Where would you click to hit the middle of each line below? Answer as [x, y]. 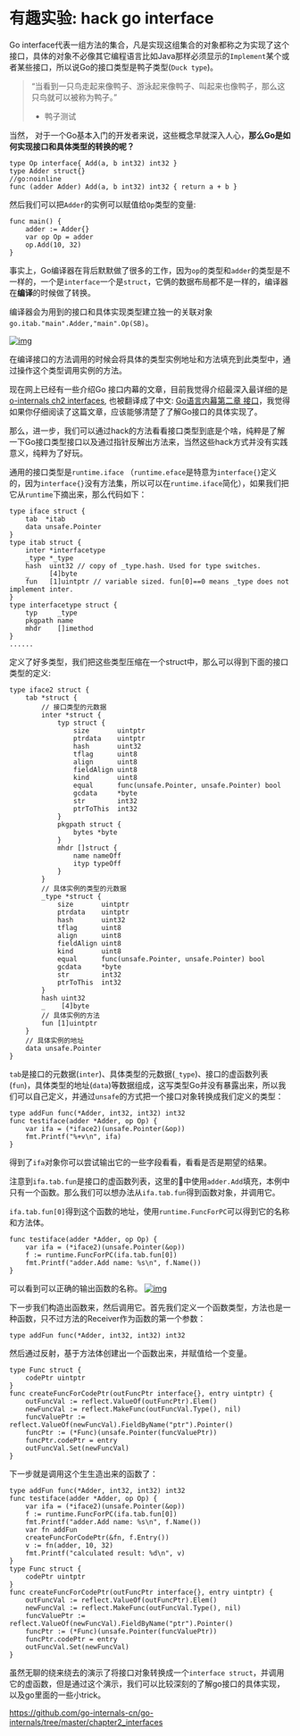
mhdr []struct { [87, 848]
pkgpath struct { [89, 824]
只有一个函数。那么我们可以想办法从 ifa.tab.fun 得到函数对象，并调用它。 [145, 1192]
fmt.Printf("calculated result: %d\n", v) [105, 1553]
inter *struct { [71, 715]
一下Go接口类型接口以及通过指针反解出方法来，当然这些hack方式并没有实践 [149, 441]
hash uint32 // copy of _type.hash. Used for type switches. [143, 566]
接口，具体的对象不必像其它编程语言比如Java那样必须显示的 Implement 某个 [146, 55]
